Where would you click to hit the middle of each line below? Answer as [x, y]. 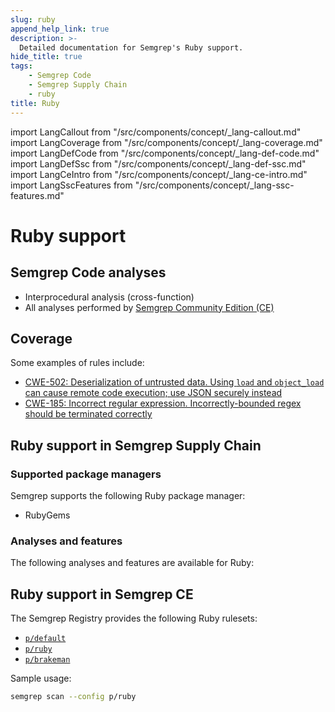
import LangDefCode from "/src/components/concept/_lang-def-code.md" [165, 153]
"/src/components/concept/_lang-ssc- [214, 185]
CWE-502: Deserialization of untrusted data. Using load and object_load [174, 382]
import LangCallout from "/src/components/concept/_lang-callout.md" [156, 132]
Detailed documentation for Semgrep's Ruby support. [131, 47]
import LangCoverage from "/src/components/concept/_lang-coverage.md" [166, 142]
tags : [21, 66]
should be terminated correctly [88, 414]
